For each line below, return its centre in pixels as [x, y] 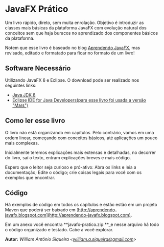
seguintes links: [21, 85]
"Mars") [20, 105]
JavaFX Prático [37, 9]
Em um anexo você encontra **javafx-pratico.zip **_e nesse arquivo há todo [82, 224]
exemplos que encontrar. [30, 177]
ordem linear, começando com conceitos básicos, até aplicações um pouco [81, 138]
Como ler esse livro [35, 121]
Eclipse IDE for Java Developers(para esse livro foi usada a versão [79, 100]
